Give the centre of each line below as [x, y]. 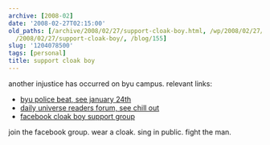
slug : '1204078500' [41, 46]
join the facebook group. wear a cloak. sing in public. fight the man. [120, 132]
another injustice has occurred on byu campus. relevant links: [110, 83]
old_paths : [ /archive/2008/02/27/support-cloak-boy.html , [107, 31]
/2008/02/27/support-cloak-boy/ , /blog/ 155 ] [91, 38]
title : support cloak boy [51, 61]
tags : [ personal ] [37, 53]
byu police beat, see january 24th [76, 99]
